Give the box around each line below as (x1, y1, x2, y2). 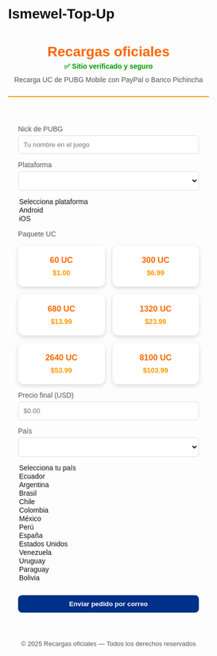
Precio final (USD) (17, 390, 75, 400)
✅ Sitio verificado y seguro (64, 61, 153, 71)
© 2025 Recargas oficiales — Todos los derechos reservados (21, 639, 196, 648)
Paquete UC (17, 229, 56, 238)
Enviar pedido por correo (68, 599, 149, 608)
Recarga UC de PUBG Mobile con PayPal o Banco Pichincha (14, 75, 203, 84)
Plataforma (17, 160, 52, 169)
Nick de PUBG (17, 124, 64, 133)
